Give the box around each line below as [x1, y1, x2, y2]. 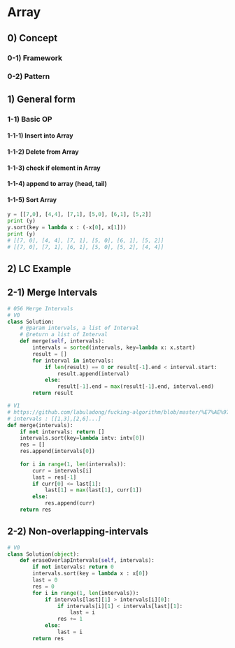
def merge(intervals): [7, 422, 73, 429]
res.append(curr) [44, 500, 96, 507]
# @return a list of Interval [20, 331, 108, 338]
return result [32, 389, 73, 397]
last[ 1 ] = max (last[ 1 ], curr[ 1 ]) [44, 487, 142, 494]
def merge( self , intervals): [20, 338, 105, 345]
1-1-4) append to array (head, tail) [7, 180, 107, 188]
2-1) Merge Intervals [7, 287, 98, 298]
